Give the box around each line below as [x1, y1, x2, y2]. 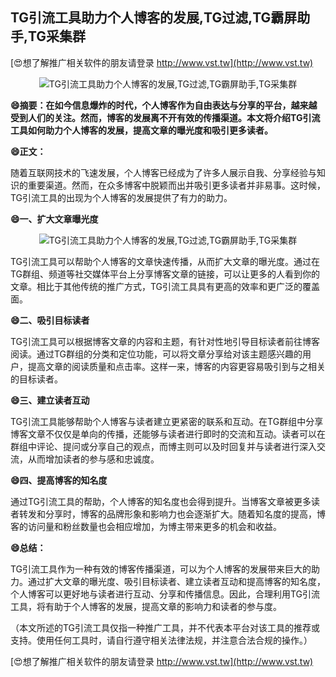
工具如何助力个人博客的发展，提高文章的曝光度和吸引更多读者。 [10, 124, 273, 136]
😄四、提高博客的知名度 [10, 474, 108, 486]
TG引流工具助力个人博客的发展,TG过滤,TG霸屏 [10, 9, 298, 27]
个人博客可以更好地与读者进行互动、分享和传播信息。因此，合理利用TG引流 [10, 588, 321, 600]
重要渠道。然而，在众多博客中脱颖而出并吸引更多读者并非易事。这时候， [27, 179, 326, 191]
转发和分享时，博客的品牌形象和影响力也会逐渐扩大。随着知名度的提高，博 [18, 508, 326, 520]
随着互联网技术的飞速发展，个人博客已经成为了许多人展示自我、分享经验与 [10, 166, 317, 178]
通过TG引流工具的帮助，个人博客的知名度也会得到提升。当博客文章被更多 [10, 495, 312, 507]
